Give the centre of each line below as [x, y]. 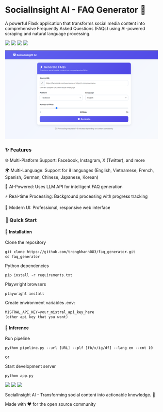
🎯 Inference [17, 328]
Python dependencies [27, 266]
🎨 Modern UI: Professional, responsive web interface [58, 207]
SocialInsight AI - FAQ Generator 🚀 [75, 10]
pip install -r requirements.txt [39, 275]
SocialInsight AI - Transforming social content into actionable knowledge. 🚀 [80, 395]
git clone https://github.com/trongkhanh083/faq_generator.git [70, 252]
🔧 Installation [19, 232]
